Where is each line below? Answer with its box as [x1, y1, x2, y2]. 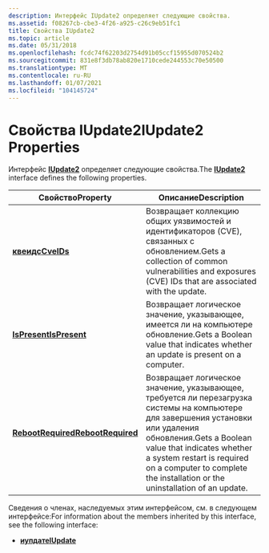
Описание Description [159, 192, 244, 203]
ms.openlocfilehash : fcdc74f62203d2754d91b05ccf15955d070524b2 [8, 49, 224, 57]
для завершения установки [145, 413, 253, 424]
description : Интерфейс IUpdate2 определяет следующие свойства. [8, 11, 231, 20]
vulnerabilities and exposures [145, 266, 256, 277]
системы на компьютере [145, 402, 243, 413]
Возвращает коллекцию [145, 205, 240, 217]
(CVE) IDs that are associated [145, 276, 257, 287]
